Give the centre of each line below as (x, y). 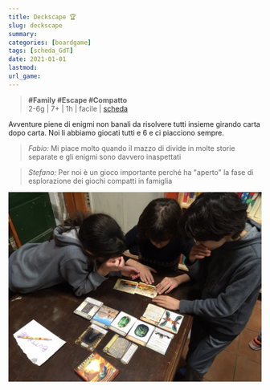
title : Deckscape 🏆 (42, 17)
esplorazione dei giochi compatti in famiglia (100, 181)
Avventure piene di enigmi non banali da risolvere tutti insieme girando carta (135, 124)
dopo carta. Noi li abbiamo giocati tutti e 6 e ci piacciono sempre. (117, 132)
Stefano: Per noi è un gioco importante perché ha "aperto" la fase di (141, 172)
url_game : (25, 76)
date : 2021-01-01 (37, 59)
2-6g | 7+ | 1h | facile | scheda (78, 108)
